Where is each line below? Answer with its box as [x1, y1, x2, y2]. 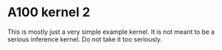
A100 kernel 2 [7, 4, 90, 20]
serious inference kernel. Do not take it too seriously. [7, 35, 162, 43]
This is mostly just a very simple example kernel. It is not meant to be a [7, 27, 215, 36]
